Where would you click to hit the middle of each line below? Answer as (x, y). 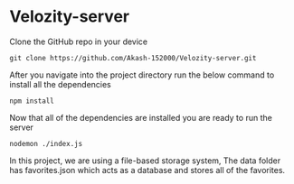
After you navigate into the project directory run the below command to (142, 75)
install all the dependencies (60, 84)
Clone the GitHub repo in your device (79, 41)
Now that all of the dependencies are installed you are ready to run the (141, 117)
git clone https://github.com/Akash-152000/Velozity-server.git (133, 58)
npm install (32, 101)
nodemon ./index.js (46, 143)
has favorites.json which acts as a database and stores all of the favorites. (147, 170)
